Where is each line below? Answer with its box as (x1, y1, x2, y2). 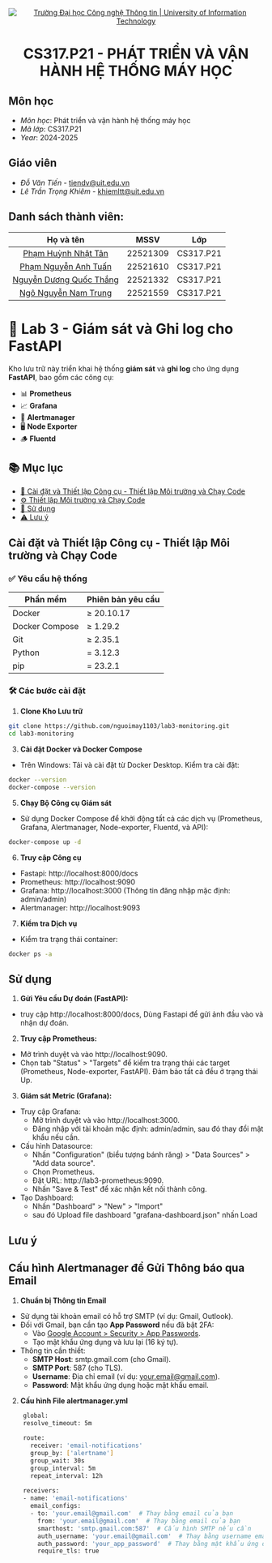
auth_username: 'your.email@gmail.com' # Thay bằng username (37, 1532, 252, 1540)
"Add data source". (32, 1158, 96, 1168)
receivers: (23, 1487, 60, 1495)
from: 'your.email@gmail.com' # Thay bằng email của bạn (37, 1517, 241, 1525)
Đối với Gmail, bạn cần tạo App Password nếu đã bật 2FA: (19, 1320, 215, 1330)
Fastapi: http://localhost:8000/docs (19, 868, 138, 878)
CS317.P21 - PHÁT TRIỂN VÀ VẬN (23, 45, 249, 63)
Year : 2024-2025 (19, 133, 79, 142)
